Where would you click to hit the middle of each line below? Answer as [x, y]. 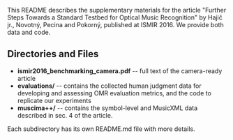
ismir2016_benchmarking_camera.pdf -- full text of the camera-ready [120, 71]
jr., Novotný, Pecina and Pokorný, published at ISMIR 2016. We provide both [116, 25]
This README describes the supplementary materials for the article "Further [117, 10]
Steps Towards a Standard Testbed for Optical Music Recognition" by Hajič [115, 17]
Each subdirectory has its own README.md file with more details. [101, 129]
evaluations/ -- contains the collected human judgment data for [109, 86]
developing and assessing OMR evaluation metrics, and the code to [114, 93]
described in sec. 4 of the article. [65, 115]
